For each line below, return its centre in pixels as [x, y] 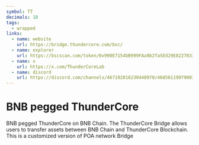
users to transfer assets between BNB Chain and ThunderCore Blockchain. [97, 130]
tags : [13, 22]
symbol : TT [20, 12]
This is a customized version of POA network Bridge [70, 136]
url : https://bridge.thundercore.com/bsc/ [70, 45]
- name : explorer [33, 50]
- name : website [31, 39]
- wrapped [23, 28]
